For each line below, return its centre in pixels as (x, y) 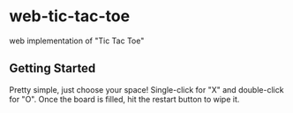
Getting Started (53, 68)
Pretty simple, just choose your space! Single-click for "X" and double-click (146, 89)
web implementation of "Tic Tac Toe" (77, 41)
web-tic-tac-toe (70, 16)
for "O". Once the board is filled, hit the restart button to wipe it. (124, 99)
